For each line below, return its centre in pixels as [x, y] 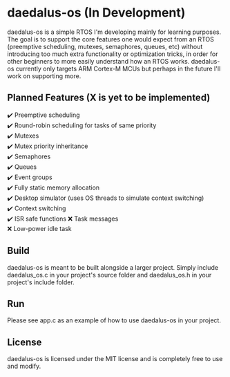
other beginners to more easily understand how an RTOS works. [98, 61]
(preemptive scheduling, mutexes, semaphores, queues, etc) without [105, 46]
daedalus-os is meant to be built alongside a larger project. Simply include [113, 267]
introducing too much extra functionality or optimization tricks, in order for [113, 54]
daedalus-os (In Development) [96, 13]
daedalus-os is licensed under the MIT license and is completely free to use [115, 359]
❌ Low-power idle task [39, 228]
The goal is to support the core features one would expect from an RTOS [111, 39]
